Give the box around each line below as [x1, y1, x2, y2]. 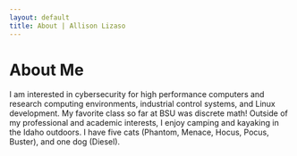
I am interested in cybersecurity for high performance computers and [9, 89, 265, 100]
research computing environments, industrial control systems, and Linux [9, 99, 276, 110]
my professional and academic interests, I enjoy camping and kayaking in [9, 118, 279, 128]
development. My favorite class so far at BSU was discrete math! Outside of [9, 108, 289, 119]
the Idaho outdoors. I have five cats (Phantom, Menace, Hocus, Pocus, [9, 127, 270, 138]
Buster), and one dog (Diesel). [9, 136, 121, 147]
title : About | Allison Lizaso [9, 21, 126, 30]
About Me [9, 60, 84, 80]
